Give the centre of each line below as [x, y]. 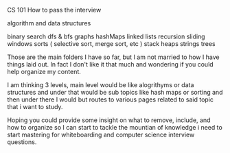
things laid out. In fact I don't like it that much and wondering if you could [111, 64]
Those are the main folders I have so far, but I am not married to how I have [113, 57]
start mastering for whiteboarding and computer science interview [101, 134]
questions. [22, 142]
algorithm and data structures [49, 23]
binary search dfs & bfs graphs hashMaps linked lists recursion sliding [106, 36]
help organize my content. [44, 72]
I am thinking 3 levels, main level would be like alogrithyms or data [101, 85]
